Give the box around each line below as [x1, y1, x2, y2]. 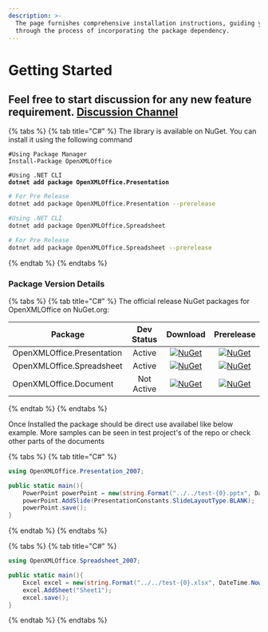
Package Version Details [8, 278, 105, 289]
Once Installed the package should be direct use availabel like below [8, 419, 234, 429]
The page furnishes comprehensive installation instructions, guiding [15, 19, 255, 27]
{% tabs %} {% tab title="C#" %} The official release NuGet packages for [8, 296, 250, 306]
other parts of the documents [8, 436, 105, 446]
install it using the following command [8, 135, 133, 145]
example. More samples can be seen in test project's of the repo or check [8, 427, 251, 437]
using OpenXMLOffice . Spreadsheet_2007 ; [8, 557, 141, 565]
